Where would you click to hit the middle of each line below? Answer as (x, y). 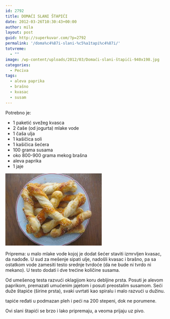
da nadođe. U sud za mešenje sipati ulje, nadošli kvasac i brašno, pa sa (81, 259)
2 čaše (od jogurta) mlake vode (46, 128)
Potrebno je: (18, 112)
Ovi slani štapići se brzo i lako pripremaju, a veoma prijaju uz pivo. (75, 311)
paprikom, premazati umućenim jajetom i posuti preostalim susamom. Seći (84, 285)
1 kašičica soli (27, 139)
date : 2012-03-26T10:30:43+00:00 (41, 22)
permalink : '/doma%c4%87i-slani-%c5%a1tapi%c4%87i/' (63, 44)
